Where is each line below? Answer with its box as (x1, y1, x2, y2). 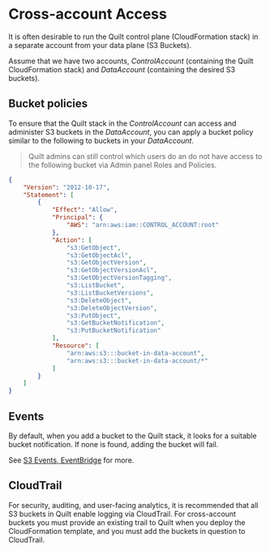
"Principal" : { (51, 213, 104, 222)
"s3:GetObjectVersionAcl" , (66, 266, 158, 274)
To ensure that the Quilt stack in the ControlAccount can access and (8, 118, 237, 128)
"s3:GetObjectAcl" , (66, 251, 132, 260)
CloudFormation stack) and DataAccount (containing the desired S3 (8, 64, 236, 74)
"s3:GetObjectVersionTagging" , (66, 273, 173, 282)
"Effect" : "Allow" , (51, 206, 118, 214)
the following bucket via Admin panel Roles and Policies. (28, 160, 217, 170)
